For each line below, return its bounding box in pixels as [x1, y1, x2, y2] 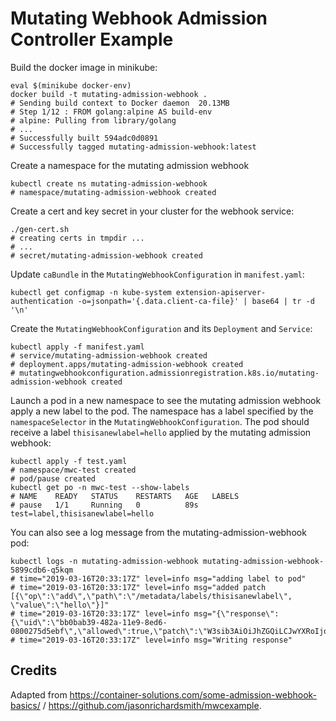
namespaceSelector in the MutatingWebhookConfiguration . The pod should [10, 415, 310, 427]
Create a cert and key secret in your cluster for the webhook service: [10, 205, 295, 217]
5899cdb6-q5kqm [10, 565, 74, 575]
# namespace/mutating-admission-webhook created [10, 187, 217, 197]
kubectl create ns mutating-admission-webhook [10, 178, 208, 189]
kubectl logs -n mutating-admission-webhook [10, 556, 199, 566]
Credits [10, 662, 58, 679]
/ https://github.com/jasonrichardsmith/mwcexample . [42, 699, 262, 711]
